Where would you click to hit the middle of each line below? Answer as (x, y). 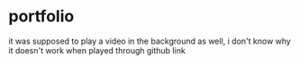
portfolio (41, 16)
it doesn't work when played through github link (97, 50)
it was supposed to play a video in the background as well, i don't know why (150, 41)
